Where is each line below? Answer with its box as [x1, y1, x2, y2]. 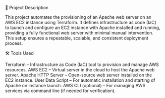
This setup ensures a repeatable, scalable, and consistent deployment [5, 35, 149, 41]
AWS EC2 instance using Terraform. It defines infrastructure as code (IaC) [5, 20, 157, 25]
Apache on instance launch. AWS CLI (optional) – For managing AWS [5, 83, 146, 88]
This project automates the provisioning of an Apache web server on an [5, 14, 152, 20]
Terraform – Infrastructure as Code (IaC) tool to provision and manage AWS [5, 62, 159, 67]
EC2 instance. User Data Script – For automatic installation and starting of [5, 77, 155, 83]
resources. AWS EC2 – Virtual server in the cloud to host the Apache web [5, 67, 155, 72]
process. [5, 40, 23, 46]
